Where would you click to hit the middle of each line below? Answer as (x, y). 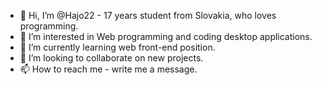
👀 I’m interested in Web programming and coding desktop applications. (166, 36)
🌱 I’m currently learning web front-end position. (117, 47)
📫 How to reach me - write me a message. (108, 69)
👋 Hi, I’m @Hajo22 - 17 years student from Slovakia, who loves (148, 15)
